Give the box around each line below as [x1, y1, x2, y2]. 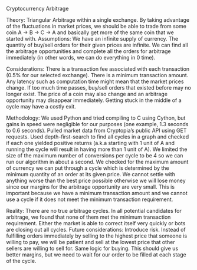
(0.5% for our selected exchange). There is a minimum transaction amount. [6, 72, 189, 78]
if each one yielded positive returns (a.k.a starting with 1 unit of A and [6, 140, 175, 146]
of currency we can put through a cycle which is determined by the [6, 164, 169, 172]
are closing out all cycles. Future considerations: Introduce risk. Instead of [6, 226, 186, 233]
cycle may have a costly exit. [6, 103, 77, 110]
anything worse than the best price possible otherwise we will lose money [6, 177, 186, 184]
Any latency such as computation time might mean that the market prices [6, 78, 184, 85]
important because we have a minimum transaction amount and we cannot [6, 190, 188, 196]
